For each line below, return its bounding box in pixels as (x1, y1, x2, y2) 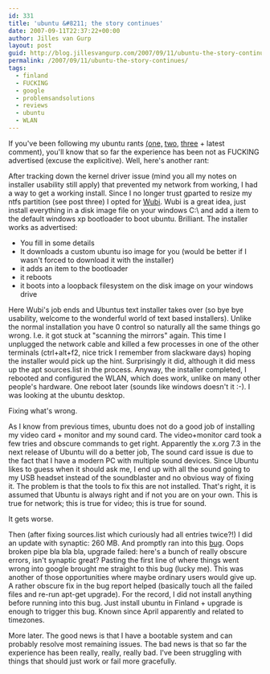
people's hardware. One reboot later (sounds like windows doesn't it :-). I (8, 381, 251, 391)
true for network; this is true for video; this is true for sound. (8, 498, 207, 508)
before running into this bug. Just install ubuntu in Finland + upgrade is (8, 598, 243, 607)
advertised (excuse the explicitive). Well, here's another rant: (8, 155, 210, 165)
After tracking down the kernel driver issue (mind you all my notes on (8, 171, 237, 181)
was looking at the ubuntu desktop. (8, 390, 125, 400)
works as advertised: (8, 222, 78, 232)
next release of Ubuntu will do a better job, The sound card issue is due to (8, 447, 254, 457)
